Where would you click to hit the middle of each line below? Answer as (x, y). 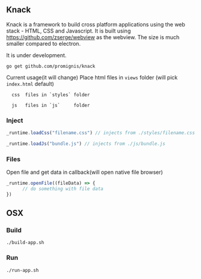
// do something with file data (63, 189)
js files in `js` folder (51, 105)
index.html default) (30, 84)
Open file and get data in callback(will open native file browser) (85, 172)
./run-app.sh (23, 270)
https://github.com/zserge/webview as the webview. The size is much (93, 37)
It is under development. (36, 55)
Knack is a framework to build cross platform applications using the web (96, 24)
